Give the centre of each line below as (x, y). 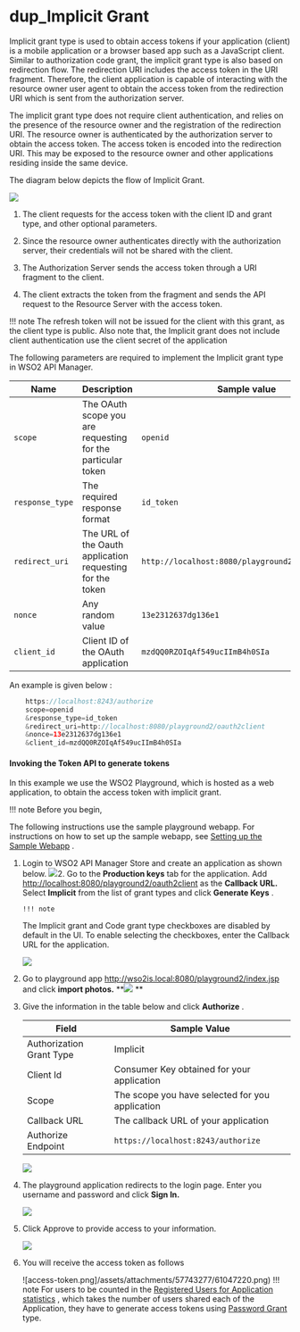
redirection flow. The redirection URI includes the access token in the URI (144, 70)
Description (107, 388)
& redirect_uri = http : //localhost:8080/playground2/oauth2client (146, 726)
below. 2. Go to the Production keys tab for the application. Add (145, 874)
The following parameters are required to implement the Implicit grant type (146, 357)
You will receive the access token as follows (103, 1263)
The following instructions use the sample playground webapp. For (132, 827)
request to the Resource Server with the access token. (122, 304)
